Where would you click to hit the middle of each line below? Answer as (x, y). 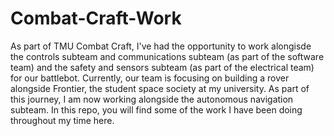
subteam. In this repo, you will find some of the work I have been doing (156, 109)
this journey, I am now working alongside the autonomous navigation (152, 99)
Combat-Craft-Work (96, 18)
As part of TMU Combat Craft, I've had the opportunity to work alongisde (161, 46)
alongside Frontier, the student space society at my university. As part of (160, 88)
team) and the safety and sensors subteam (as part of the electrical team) (162, 67)
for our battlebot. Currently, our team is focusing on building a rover (150, 78)
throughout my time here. (62, 120)
